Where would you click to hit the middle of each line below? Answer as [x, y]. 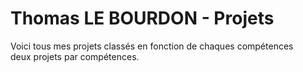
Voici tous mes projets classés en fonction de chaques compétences [152, 46]
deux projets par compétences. [75, 56]
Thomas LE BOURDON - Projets [142, 18]
